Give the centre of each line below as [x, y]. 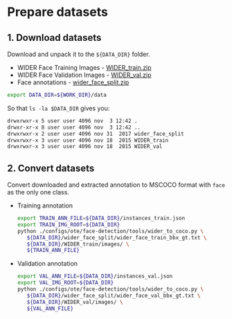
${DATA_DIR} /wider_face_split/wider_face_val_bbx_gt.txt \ [114, 295]
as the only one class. [38, 192]
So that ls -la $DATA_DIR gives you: [59, 108]
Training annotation [45, 206]
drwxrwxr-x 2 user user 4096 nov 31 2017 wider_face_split [96, 134]
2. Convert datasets [51, 168]
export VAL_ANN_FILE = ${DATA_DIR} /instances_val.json [95, 276]
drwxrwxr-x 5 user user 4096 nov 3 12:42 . [72, 121]
